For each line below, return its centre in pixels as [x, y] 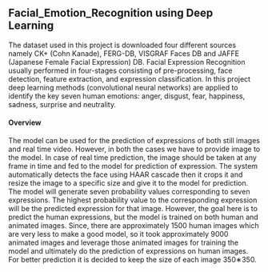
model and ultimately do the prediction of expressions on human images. [128, 251]
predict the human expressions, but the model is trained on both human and [133, 217]
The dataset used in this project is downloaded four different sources [122, 45]
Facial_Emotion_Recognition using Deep [111, 13]
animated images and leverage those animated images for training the [123, 242]
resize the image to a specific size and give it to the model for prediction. [128, 183]
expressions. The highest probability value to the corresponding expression [133, 200]
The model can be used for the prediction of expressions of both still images [134, 141]
